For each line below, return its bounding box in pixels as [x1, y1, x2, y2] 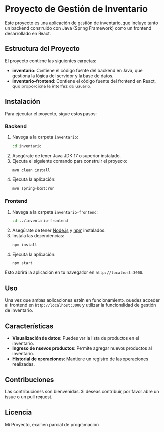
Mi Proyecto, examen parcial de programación [5, 421, 99, 427]
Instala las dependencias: [12, 232, 64, 238]
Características [5, 322, 54, 330]
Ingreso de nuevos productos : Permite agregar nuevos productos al [12, 346, 152, 351]
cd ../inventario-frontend [12, 218, 68, 223]
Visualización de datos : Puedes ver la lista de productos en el [12, 335, 139, 341]
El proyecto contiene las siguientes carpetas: [5, 58, 97, 64]
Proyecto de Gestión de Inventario [5, 3, 148, 15]
